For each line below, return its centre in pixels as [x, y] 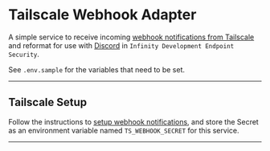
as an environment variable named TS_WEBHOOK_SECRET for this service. [124, 130]
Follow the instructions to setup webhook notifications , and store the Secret [133, 121]
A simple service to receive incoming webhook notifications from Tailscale [131, 37]
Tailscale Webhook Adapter [102, 15]
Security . [24, 54]
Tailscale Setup [48, 102]
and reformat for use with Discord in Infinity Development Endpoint [121, 45]
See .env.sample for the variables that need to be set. [96, 69]
